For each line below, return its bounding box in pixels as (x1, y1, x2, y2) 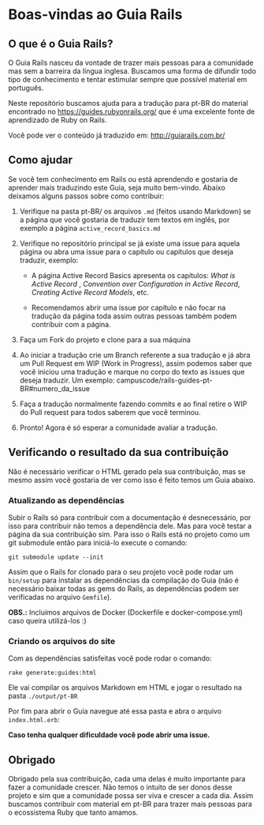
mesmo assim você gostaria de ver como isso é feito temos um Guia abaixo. (8, 475, 256, 484)
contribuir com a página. (31, 319, 112, 329)
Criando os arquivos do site (8, 635, 116, 646)
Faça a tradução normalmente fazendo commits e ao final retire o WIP (19, 399, 247, 409)
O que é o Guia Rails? (8, 37, 113, 51)
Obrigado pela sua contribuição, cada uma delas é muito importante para (8, 774, 246, 784)
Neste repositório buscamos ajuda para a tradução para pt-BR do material (8, 99, 248, 107)
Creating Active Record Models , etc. (31, 287, 150, 297)
